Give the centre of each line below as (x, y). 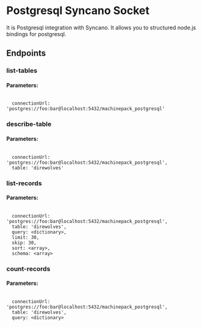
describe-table (29, 124)
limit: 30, (26, 237)
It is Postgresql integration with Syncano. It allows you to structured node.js (101, 28)
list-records (24, 183)
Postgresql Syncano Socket (78, 11)
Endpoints (26, 53)
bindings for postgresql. (36, 34)
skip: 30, (24, 243)
